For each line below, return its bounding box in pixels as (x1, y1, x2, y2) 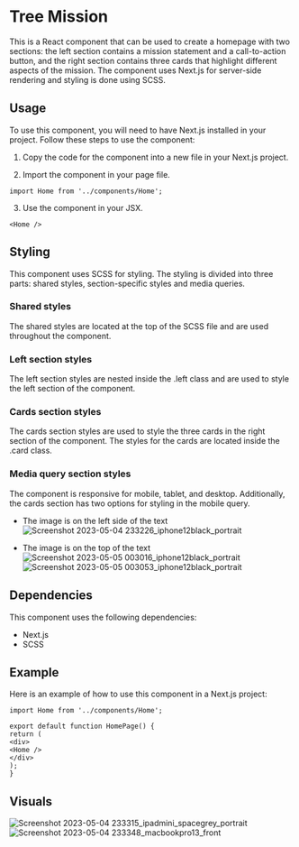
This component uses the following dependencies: (9, 612, 197, 622)
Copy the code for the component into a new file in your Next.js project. (22, 152, 289, 162)
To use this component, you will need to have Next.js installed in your (9, 124, 267, 135)
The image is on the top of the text (22, 542, 151, 553)
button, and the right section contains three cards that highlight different (9, 55, 277, 66)
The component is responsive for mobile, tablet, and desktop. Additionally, (9, 488, 285, 499)
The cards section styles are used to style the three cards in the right (9, 426, 266, 437)
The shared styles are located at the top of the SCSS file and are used (9, 320, 268, 331)
